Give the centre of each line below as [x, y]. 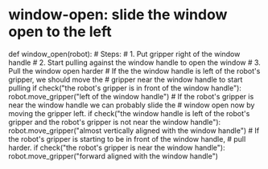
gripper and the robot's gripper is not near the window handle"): [115, 122]
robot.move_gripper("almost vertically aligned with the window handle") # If [134, 131]
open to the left [60, 32]
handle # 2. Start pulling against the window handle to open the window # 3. [135, 62]
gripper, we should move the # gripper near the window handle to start [126, 79]
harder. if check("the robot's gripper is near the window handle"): [117, 147]
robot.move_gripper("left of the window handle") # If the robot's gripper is [131, 96]
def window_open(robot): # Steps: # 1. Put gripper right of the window [124, 54]
